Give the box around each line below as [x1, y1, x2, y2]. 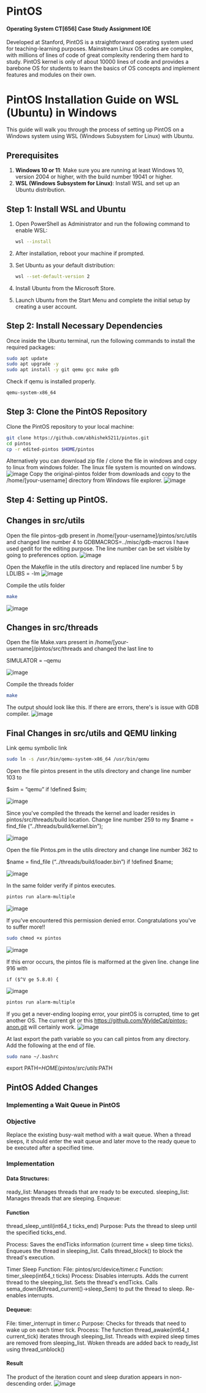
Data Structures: [6, 1175, 50, 1182]
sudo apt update [6, 355, 48, 361]
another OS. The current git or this [6, 1016, 93, 1024]
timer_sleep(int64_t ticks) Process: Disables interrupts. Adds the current [6, 1272, 188, 1280]
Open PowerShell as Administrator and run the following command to [15, 220, 190, 228]
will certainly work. [28, 1023, 76, 1030]
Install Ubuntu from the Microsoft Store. [15, 284, 116, 292]
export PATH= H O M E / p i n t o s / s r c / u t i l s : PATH [6, 1064, 113, 1072]
